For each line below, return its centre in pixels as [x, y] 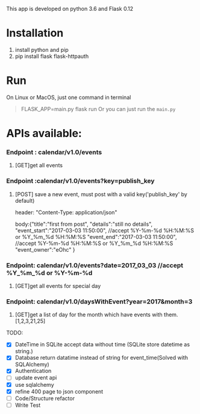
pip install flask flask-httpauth [52, 56]
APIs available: [44, 134]
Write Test [28, 405]
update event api [36, 378]
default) [25, 200]
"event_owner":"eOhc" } [45, 249]
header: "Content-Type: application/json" [66, 212]
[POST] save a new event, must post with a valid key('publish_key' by [101, 194]
